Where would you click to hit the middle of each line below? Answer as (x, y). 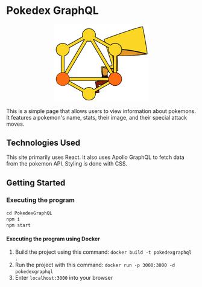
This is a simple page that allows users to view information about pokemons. (101, 111)
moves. (15, 124)
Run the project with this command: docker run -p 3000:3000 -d (95, 265)
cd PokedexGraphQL (29, 213)
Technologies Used (43, 143)
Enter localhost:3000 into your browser (64, 278)
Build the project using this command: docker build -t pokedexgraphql (103, 252)
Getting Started (36, 183)
